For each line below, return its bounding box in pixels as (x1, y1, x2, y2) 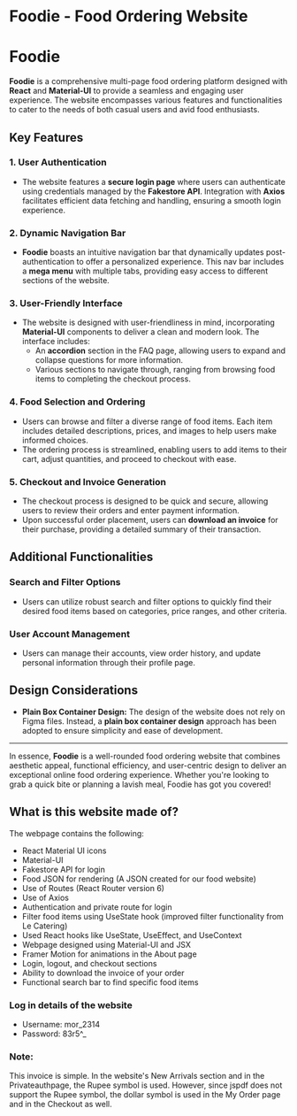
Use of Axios (21, 892, 69, 903)
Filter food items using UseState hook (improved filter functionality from (21, 911, 285, 921)
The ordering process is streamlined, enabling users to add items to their (21, 444, 287, 455)
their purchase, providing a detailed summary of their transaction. (21, 524, 262, 535)
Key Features (9, 130, 84, 145)
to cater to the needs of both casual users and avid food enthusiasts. (9, 104, 260, 115)
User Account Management (9, 627, 131, 640)
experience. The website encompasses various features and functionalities (9, 95, 283, 105)
